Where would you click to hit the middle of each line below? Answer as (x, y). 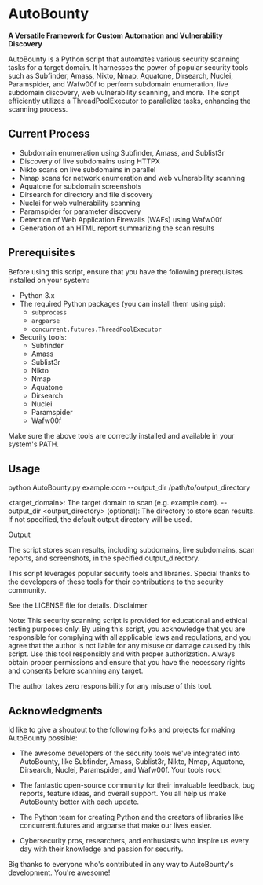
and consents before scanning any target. (76, 671)
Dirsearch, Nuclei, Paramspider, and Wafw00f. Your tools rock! (121, 770)
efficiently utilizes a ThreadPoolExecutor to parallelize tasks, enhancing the (130, 101)
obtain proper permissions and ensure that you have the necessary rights (127, 663)
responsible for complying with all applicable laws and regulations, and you (130, 637)
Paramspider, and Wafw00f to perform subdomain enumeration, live (119, 84)
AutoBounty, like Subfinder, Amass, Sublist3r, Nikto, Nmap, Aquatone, (132, 762)
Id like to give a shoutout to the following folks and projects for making (122, 730)
